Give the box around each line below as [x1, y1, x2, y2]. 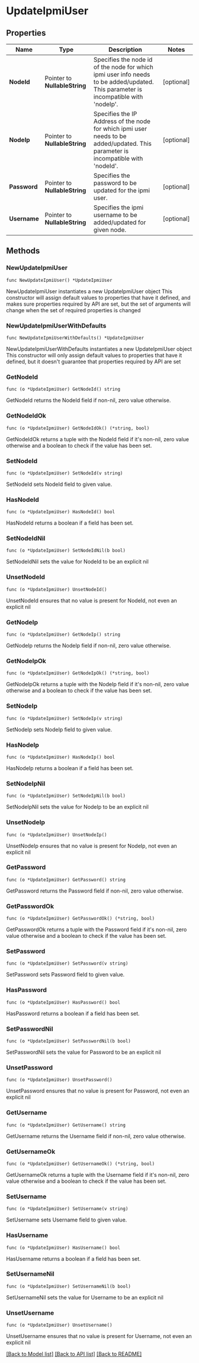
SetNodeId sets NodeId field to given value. [6, 480, 113, 488]
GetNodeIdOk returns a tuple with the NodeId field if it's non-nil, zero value [6, 435, 190, 442]
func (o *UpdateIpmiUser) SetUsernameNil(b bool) [6, 1283, 131, 1289]
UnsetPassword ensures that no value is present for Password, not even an [6, 1087, 190, 1095]
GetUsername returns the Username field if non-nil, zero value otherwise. [6, 1132, 186, 1139]
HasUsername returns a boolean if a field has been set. [6, 1255, 141, 1262]
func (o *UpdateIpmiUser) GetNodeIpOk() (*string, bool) [6, 670, 150, 676]
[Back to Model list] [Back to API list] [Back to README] [6, 1351, 142, 1358]
